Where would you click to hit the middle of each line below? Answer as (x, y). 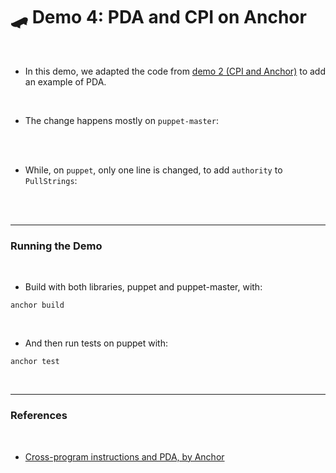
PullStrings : (51, 180)
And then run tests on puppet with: (96, 343)
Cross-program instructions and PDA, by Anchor (124, 456)
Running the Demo (56, 246)
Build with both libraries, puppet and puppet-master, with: (143, 287)
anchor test (35, 362)
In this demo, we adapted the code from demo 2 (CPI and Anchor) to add (175, 71)
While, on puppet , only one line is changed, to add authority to (153, 170)
